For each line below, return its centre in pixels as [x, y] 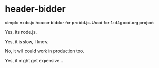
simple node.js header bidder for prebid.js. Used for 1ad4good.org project [79, 23]
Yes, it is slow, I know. [27, 41]
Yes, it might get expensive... [34, 60]
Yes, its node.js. [21, 32]
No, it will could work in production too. [45, 51]
